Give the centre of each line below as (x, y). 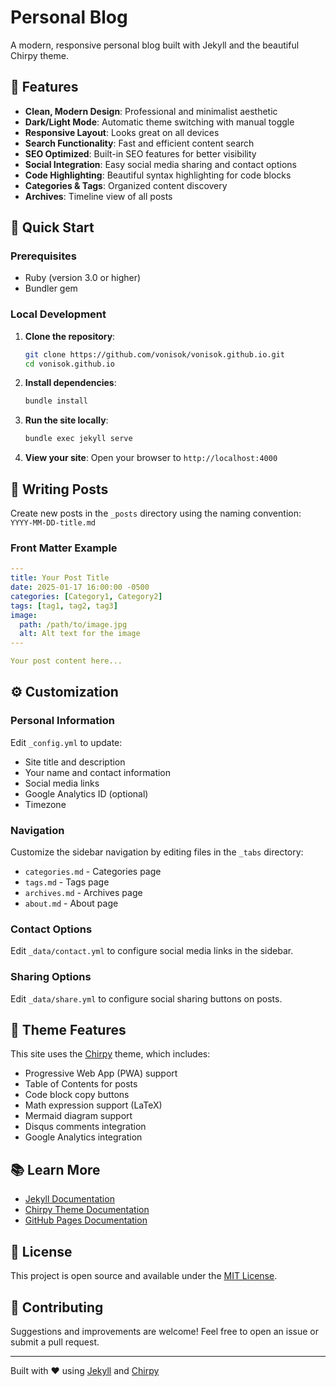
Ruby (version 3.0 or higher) (83, 278)
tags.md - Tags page (67, 882)
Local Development (58, 314)
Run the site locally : (66, 420)
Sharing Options (51, 977)
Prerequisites (43, 256)
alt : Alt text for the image (80, 634)
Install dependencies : (70, 383)
